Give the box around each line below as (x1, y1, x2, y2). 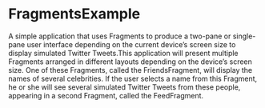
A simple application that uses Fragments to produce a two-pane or (8, 31, 231, 41)
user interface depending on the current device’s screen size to (26, 39, 236, 49)
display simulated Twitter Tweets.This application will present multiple (8, 48, 239, 58)
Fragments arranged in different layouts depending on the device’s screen (8, 57, 252, 66)
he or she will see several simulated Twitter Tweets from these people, (8, 82, 241, 92)
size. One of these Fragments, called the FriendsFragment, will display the (8, 65, 253, 74)
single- (232, 31, 256, 41)
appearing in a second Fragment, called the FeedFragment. (8, 90, 204, 100)
